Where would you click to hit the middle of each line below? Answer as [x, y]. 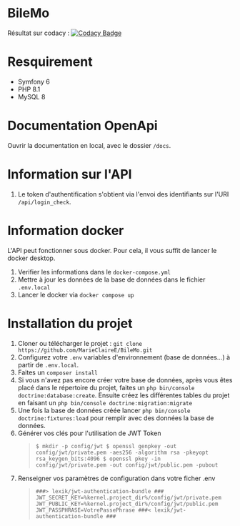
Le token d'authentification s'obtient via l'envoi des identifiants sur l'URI [123, 194]
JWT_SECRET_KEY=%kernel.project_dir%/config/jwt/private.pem [128, 497]
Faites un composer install [57, 372]
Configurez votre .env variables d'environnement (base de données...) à [124, 357]
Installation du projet [70, 323]
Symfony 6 [34, 81]
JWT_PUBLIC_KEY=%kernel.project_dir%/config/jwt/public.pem [127, 504]
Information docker [66, 230]
